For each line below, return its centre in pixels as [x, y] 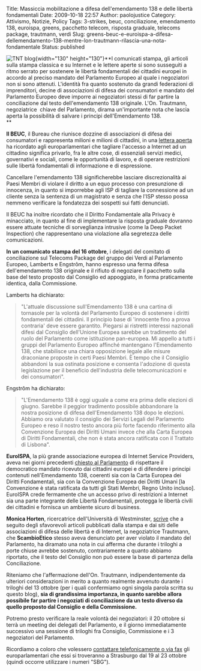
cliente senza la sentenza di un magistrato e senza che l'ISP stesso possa [97, 196]
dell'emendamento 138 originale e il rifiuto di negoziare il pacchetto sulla [95, 270]
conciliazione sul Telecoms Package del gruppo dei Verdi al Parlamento [94, 258]
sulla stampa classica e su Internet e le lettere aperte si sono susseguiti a [97, 65]
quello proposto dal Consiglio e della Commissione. [71, 607]
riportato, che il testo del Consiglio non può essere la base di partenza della [100, 557]
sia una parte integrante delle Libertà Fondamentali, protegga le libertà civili [100, 501]
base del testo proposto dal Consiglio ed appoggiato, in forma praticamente [100, 277]
